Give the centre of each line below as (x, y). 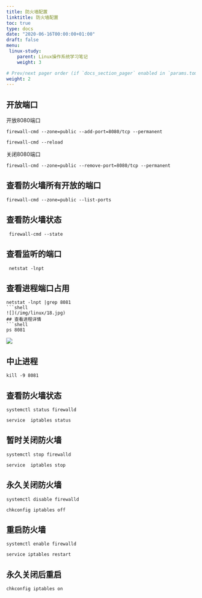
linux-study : (25, 51)
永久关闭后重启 (34, 574)
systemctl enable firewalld (41, 544)
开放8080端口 (23, 121)
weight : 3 (29, 62)
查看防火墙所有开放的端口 (54, 185)
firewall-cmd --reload (35, 142)
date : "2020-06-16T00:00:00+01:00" (51, 34)
